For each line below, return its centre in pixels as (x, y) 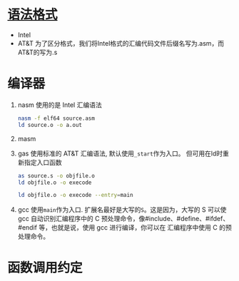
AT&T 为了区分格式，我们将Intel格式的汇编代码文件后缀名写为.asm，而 (121, 43)
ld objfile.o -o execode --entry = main (75, 195)
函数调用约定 (45, 268)
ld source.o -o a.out (50, 125)
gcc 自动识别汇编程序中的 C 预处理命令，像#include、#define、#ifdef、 (123, 219)
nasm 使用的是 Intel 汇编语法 (60, 105)
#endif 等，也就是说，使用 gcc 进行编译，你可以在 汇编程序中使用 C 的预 (124, 228)
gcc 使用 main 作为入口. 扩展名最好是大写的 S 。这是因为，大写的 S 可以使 (122, 210)
